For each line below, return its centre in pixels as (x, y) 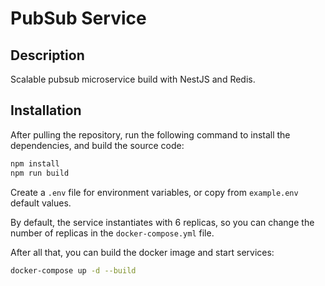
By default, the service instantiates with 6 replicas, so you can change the (162, 222)
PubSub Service (78, 18)
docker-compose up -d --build (73, 270)
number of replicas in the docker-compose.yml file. (112, 233)
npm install (35, 163)
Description (47, 55)
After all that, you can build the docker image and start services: (142, 252)
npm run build (40, 173)
